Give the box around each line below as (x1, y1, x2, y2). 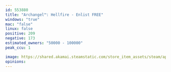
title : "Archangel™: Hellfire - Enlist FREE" (5, 12, 103, 17)
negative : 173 (5, 36, 36, 41)
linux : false (5, 26, 33, 31)
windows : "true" (5, 17, 40, 22)
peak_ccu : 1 (5, 45, 31, 50)
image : (5, 54, 19, 59)
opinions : (5, 59, 26, 64)
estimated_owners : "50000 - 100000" (5, 41, 83, 46)
